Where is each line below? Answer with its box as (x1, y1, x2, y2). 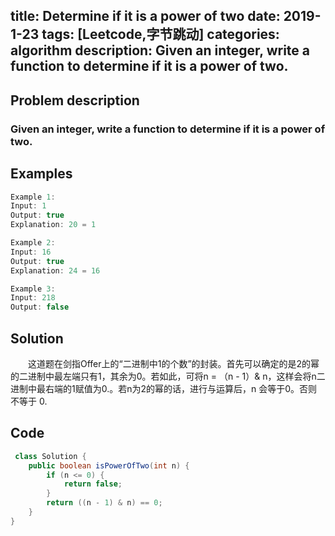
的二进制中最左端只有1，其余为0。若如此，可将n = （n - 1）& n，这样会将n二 (10, 370, 326, 382)
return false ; (63, 479, 123, 489)
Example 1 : (10, 192, 56, 202)
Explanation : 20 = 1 (10, 220, 97, 230)
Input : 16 (10, 247, 52, 257)
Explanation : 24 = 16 (10, 265, 101, 276)
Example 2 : (10, 238, 56, 248)
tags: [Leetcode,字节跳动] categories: (41, 26, 280, 43)
